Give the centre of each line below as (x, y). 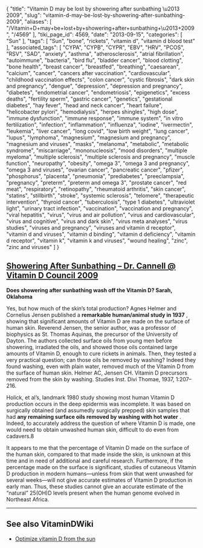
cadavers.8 (20, 436)
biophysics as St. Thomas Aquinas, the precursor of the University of (92, 334)
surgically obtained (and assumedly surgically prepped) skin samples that (98, 410)
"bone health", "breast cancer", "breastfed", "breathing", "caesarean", (93, 67)
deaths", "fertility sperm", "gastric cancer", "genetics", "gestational (89, 99)
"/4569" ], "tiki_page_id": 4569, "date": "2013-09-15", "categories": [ (97, 35)
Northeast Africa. (28, 499)
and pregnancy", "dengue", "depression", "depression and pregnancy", (95, 86)
